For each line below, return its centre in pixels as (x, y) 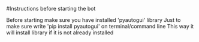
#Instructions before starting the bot (51, 9)
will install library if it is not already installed (60, 33)
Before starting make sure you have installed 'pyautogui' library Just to (94, 20)
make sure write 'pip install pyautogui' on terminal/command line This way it (100, 26)
